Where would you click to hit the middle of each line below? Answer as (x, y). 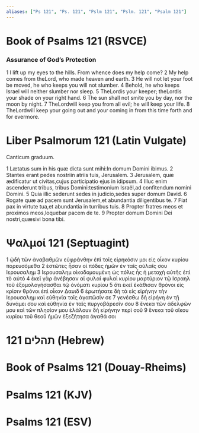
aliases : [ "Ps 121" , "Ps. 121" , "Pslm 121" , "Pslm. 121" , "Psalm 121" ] (96, 12)
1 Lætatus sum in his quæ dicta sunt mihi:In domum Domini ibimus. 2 (90, 169)
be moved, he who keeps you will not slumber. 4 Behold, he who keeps (93, 85)
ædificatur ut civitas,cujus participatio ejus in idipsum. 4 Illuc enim (87, 181)
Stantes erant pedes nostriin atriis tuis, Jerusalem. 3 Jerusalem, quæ (90, 175)
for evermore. (23, 117)
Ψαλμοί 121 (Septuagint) (68, 243)
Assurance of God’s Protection (51, 59)
